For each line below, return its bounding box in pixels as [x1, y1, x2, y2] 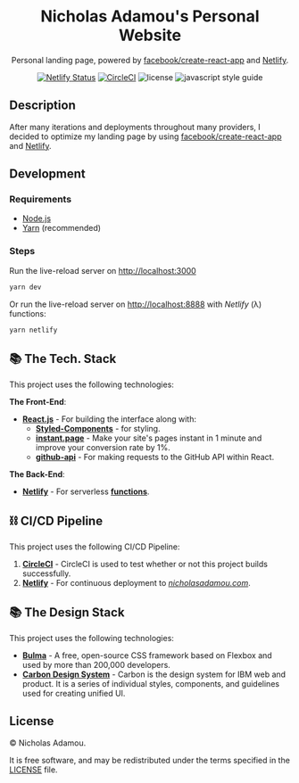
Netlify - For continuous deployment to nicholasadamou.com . [21, 578, 252, 589]
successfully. [21, 568, 71, 579]
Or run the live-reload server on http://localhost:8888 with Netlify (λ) [9, 299, 262, 309]
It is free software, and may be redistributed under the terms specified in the [9, 754, 290, 765]
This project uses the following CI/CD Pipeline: [9, 541, 180, 552]
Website [119, 25, 181, 45]
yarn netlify [9, 326, 58, 334]
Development [9, 167, 87, 182]
